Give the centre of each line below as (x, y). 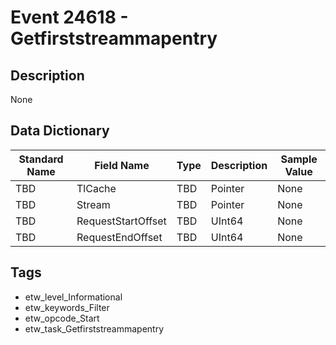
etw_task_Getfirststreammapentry (94, 328)
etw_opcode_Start (62, 318)
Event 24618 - (69, 17)
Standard (41, 159)
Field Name (122, 165)
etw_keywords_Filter (67, 307)
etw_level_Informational (73, 297)
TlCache (96, 188)
